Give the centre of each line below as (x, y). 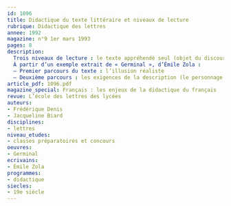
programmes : (24, 173)
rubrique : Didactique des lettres (57, 26)
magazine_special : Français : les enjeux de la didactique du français (112, 90)
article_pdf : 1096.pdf (40, 84)
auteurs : (20, 103)
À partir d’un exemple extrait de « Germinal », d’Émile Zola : (107, 65)
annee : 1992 (24, 33)
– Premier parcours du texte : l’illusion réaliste (89, 71)
